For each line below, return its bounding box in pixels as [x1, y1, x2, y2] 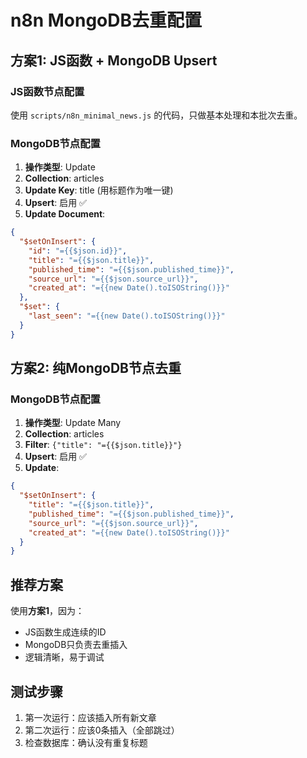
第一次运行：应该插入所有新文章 [24, 711, 157, 723]
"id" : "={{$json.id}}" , [28, 246, 128, 256]
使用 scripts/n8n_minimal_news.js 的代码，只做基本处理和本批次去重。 [10, 109, 303, 121]
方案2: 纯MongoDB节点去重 [10, 360, 182, 377]
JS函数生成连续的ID [24, 626, 107, 638]
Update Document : [24, 208, 106, 220]
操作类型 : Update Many [24, 417, 122, 429]
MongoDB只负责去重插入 [24, 639, 128, 651]
